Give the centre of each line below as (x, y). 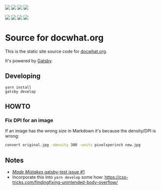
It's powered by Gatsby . (29, 60)
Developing (23, 76)
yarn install (18, 87)
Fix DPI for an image (29, 120)
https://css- (116, 177)
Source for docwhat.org (54, 38)
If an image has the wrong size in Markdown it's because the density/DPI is (80, 131)
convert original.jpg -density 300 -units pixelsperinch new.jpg (73, 145)
